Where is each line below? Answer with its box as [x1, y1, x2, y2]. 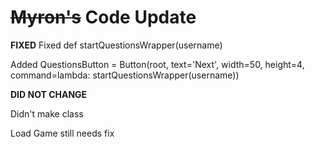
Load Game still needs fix [10, 127, 115, 139]
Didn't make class [10, 107, 84, 120]
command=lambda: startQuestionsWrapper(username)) [10, 69, 240, 81]
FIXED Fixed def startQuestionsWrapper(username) [10, 39, 223, 51]
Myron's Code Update [10, 6, 197, 29]
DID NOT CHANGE [10, 88, 88, 100]
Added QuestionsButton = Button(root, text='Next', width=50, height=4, [10, 58, 305, 70]
